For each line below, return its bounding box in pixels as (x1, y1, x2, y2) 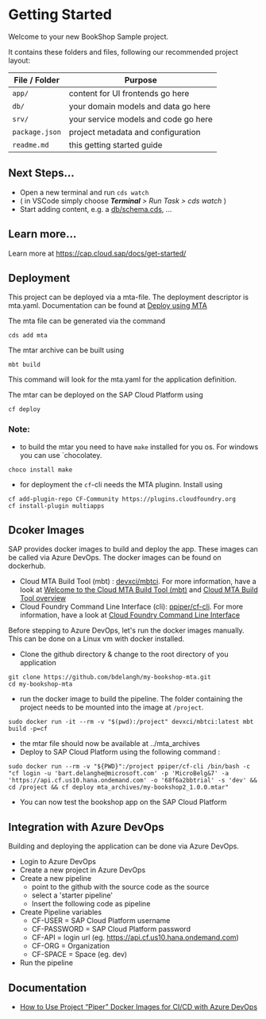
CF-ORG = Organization (31, 941, 110, 951)
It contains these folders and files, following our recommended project (8, 47, 238, 56)
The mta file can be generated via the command (8, 316, 166, 326)
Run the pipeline (19, 958, 74, 967)
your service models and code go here (68, 113, 213, 125)
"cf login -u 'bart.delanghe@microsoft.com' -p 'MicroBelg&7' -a (8, 770, 229, 778)
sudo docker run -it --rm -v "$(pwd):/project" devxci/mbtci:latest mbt (8, 718, 254, 726)
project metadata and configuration (68, 126, 201, 137)
